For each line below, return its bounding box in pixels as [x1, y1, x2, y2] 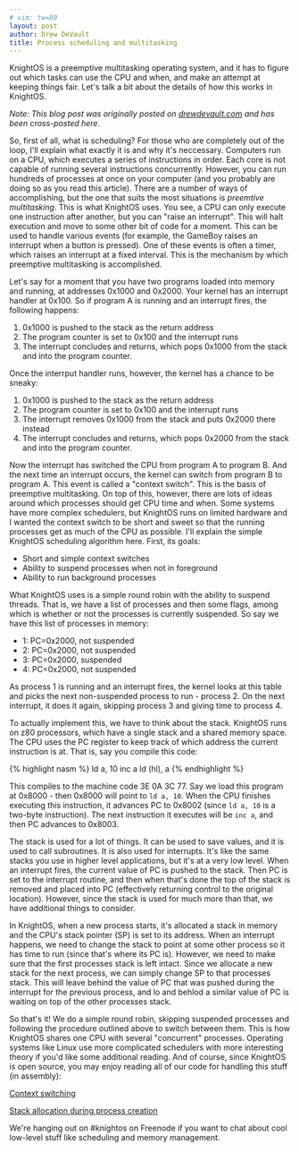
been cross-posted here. [9, 118, 101, 129]
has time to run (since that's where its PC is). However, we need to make [9, 949, 277, 960]
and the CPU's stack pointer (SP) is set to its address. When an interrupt [9, 930, 275, 941]
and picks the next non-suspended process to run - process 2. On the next [9, 691, 286, 702]
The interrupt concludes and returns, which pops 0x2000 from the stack [21, 433, 289, 444]
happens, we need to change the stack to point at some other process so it [9, 939, 286, 950]
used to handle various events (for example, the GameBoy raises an [9, 230, 259, 242]
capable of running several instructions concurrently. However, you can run [9, 164, 287, 175]
